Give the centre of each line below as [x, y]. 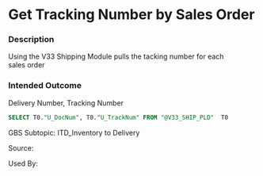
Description [31, 40]
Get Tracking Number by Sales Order [131, 15]
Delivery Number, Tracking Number [66, 103]
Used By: [23, 163]
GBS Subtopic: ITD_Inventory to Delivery [74, 132]
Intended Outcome [45, 86]
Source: [21, 147]
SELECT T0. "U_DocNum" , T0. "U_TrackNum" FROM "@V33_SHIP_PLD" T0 [118, 117]
